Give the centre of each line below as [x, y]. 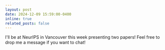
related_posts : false [27, 23]
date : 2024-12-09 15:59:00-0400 [38, 14]
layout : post [18, 10]
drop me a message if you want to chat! [45, 43]
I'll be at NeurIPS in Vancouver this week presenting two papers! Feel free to [82, 37]
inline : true [18, 19]
